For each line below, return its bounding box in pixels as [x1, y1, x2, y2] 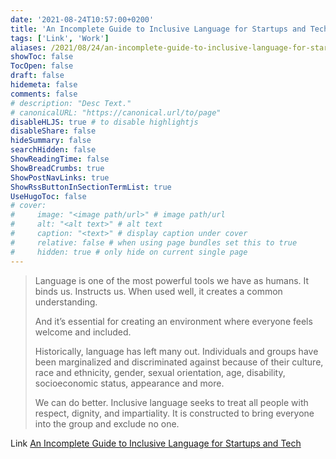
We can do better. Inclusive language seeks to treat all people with [34, 396, 309, 408]
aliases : [10, 42, 47, 53]
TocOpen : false [10, 61, 74, 71]
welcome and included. [34, 326, 132, 338]
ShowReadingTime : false [10, 154, 110, 164]
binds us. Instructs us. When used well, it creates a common [34, 285, 283, 297]
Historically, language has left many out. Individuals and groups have [34, 345, 319, 357]
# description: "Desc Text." [10, 98, 132, 108]
